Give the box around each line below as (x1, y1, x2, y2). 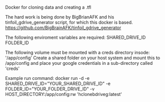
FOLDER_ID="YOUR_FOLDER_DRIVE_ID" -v (5, 86, 95, 92)
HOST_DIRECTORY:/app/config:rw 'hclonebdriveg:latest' (5, 91, 122, 97)
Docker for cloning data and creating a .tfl (5, 5, 91, 10)
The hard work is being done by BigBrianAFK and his (5, 14, 114, 20)
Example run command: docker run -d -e (5, 75, 90, 81)
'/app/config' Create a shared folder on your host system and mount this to (5, 55, 160, 61)
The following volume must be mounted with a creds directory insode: (5, 50, 150, 55)
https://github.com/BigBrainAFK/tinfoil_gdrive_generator (5, 25, 121, 31)
